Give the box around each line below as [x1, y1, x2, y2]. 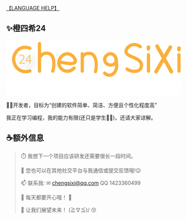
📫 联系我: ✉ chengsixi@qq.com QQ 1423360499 [20, 179, 141, 187]
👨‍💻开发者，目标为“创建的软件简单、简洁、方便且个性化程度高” [6, 102, 158, 109]
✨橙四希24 [6, 24, 46, 34]
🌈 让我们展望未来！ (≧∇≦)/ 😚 [20, 206, 97, 213]
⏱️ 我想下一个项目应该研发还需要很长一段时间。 [20, 152, 136, 159]
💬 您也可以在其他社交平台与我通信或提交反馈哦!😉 [20, 166, 142, 174]
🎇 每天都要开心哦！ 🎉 [20, 194, 73, 201]
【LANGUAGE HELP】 [6, 5, 60, 11]
